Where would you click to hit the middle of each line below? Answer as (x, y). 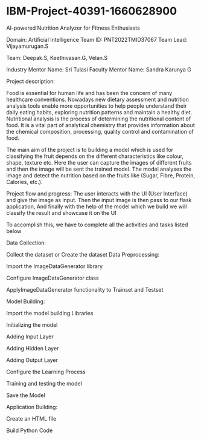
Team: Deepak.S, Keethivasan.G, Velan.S (57, 57)
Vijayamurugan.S (27, 46)
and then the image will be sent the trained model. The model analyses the (99, 169)
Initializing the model (32, 324)
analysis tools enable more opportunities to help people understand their (97, 106)
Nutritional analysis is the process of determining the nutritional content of (99, 119)
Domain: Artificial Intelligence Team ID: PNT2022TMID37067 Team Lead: (97, 39)
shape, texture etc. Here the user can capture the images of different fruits (99, 162)
